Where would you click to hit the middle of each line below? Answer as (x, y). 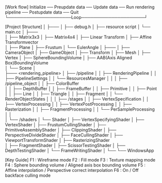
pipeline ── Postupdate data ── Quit (42, 12)
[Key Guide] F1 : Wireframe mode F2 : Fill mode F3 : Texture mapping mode (80, 160)
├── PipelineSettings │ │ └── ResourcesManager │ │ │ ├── (66, 78)
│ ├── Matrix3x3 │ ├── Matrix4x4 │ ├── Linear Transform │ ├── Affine (78, 37)
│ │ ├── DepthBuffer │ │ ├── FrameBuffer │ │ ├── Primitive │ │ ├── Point (81, 89)
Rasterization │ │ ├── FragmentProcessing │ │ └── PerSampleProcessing (80, 109)
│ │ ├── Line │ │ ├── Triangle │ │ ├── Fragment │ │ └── (64, 94)
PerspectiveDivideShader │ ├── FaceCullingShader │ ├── (64, 135)
